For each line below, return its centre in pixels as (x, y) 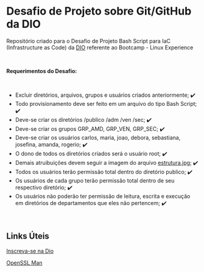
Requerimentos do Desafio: (42, 71)
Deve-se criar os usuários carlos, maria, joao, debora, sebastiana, (98, 138)
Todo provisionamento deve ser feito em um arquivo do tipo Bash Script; (106, 103)
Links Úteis (28, 236)
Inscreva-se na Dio (30, 251)
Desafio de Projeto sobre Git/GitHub (99, 11)
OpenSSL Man (24, 262)
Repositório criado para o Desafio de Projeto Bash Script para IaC (88, 41)
